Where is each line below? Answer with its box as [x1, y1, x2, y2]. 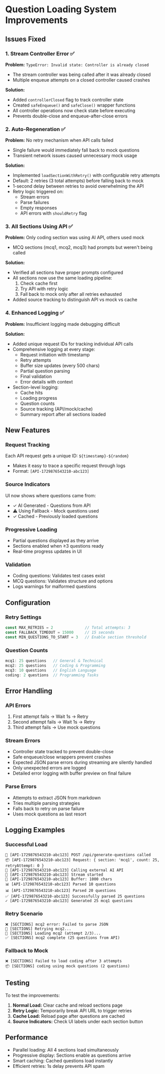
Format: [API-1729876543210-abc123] [12, 468, 90, 474]
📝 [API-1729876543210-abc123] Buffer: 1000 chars [5, 877, 113, 882]
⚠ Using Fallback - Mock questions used [12, 507, 99, 514]
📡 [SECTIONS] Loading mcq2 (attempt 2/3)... [5, 931, 101, 936]
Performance [5, 1033, 48, 1042]
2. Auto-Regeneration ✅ [5, 125, 66, 133]
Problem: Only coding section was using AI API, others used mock [5, 235, 145, 241]
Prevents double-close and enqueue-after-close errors [12, 113, 128, 119]
